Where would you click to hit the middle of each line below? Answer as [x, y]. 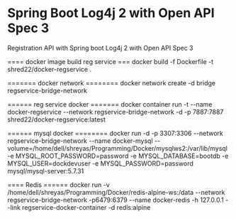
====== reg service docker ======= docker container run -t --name [110, 104]
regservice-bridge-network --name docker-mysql [80, 141]
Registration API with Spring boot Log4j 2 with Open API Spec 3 [100, 48]
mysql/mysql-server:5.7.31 [46, 171]
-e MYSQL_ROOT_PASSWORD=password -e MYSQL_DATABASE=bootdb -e [118, 156]
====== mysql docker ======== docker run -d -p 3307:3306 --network [115, 133]
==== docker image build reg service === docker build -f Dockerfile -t [111, 61]
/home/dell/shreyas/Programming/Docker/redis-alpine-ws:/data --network [116, 192]
